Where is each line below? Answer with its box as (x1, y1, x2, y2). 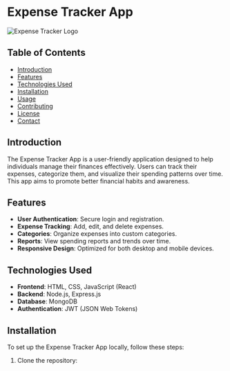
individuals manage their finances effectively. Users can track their (7, 162, 198, 170)
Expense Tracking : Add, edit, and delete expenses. (17, 222, 164, 231)
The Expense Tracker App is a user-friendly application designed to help (7, 154, 214, 163)
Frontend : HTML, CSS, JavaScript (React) (17, 283, 137, 291)
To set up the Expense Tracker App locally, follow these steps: (7, 343, 184, 351)
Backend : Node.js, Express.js (17, 290, 102, 299)
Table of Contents (7, 47, 86, 59)
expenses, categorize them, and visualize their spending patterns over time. (7, 170, 223, 178)
